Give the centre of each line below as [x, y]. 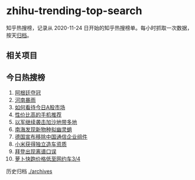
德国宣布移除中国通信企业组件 [51, 137]
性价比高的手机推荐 [38, 115]
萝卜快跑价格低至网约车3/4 [48, 159]
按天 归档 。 [19, 35]
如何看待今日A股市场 [40, 108]
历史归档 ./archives [29, 171]
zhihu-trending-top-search [74, 11]
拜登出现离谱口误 [35, 152]
